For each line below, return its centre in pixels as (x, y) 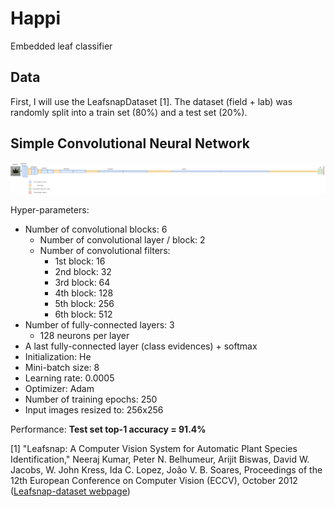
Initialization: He (58, 356)
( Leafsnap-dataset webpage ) (70, 491)
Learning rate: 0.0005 (69, 378)
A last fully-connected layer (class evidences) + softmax (141, 346)
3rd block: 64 (82, 282)
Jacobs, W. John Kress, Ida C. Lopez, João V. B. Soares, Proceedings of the (166, 469)
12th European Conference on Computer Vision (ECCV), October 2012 (154, 480)
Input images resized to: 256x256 (94, 409)
